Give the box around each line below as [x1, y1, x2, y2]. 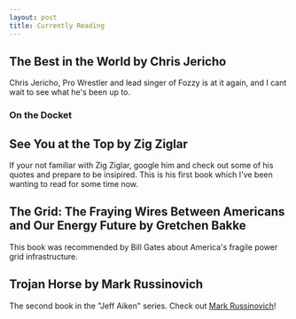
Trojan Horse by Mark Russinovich [9, 276, 204, 292]
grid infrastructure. [9, 251, 78, 261]
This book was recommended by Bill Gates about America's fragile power [9, 241, 278, 253]
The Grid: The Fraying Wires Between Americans [9, 205, 285, 220]
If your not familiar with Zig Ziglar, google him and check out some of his [9, 160, 274, 171]
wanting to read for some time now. [9, 179, 139, 190]
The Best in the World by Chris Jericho [9, 54, 227, 69]
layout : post [9, 12, 58, 22]
